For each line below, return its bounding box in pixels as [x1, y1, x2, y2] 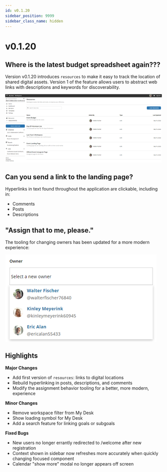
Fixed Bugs [5, 430, 29, 436]
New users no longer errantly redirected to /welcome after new [12, 440, 142, 446]
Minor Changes [5, 400, 38, 406]
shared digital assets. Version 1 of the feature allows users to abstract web [5, 79, 158, 85]
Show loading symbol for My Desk [12, 415, 83, 421]
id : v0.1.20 [5, 8, 30, 13]
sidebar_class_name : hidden [5, 18, 64, 23]
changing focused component [12, 456, 75, 462]
